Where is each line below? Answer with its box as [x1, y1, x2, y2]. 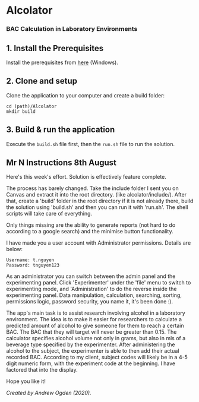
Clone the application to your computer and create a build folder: [6, 91, 165, 99]
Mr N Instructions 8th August [6, 157, 117, 167]
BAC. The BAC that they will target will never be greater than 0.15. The [6, 328, 177, 335]
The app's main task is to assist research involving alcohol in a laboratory [6, 309, 185, 316]
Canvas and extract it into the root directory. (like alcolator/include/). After [6, 191, 187, 198]
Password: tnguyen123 [6, 262, 60, 268]
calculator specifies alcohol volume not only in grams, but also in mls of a [6, 335, 186, 342]
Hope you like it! [6, 378, 46, 385]
